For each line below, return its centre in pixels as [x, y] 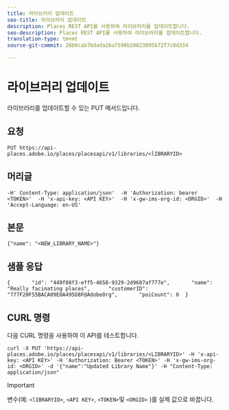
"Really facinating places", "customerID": [78, 289]
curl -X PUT [24, 348]
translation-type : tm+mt [43, 39]
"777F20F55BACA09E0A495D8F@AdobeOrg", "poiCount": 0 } [98, 295]
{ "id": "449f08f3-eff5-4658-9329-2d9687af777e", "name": [110, 283]
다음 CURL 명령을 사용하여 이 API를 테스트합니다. [73, 335]
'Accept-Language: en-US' [44, 205]
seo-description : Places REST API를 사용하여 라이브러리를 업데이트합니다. [105, 33]
